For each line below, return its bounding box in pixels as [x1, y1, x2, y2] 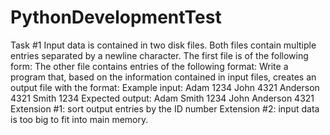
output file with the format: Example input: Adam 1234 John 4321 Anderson [10, 81, 320, 93]
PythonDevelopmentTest [10, 6, 222, 29]
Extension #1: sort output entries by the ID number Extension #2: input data [10, 102, 320, 115]
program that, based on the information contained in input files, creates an [10, 71, 317, 83]
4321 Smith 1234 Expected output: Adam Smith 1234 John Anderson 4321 [10, 92, 315, 104]
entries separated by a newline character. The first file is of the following [10, 49, 309, 61]
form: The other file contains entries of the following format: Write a [10, 60, 289, 72]
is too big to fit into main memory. [10, 113, 149, 125]
